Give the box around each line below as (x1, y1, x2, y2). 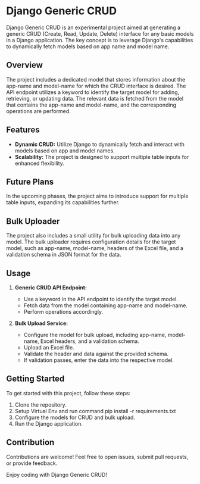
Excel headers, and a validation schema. (40, 338, 140, 345)
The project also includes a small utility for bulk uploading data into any (6, 232, 181, 239)
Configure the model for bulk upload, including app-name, (23, 332, 167, 338)
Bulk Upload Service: (14, 320, 68, 327)
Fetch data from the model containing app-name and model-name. (23, 302, 187, 309)
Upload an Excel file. (23, 344, 74, 351)
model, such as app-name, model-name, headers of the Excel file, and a (6, 245, 183, 252)
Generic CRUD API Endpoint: (14, 284, 87, 291)
